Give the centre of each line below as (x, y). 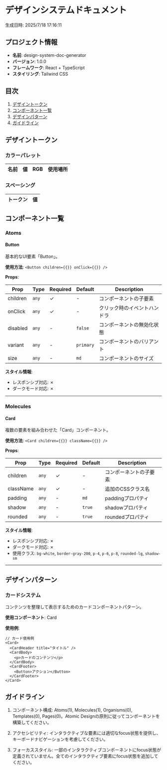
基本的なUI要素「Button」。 (33, 257)
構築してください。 (32, 722)
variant (16, 345)
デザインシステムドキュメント (66, 10)
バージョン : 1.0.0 (29, 61)
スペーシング (20, 185)
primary (85, 345)
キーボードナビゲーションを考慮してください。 (60, 739)
